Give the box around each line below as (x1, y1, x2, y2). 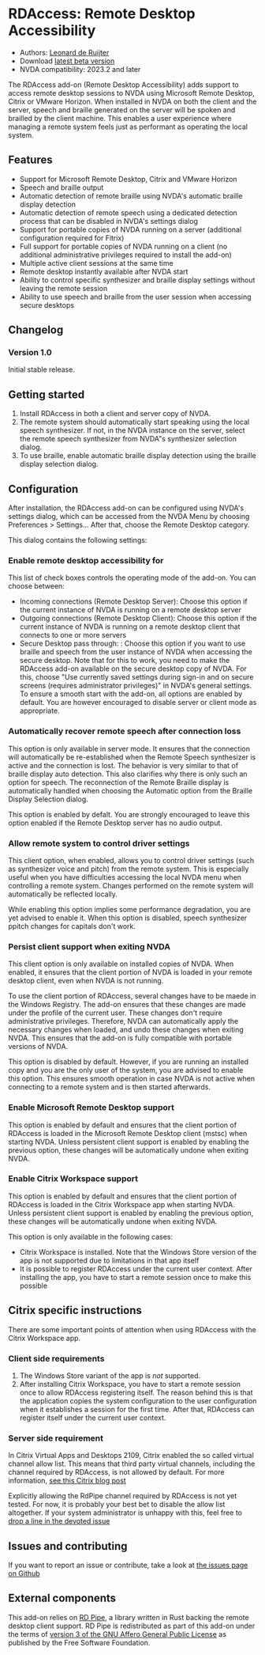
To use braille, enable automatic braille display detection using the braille (19, 451, 256, 460)
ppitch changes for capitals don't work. (8, 921, 136, 930)
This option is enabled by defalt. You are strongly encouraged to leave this (8, 809, 250, 819)
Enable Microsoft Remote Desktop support (8, 1102, 175, 1113)
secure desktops (19, 300, 75, 309)
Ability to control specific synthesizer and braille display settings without (19, 275, 256, 285)
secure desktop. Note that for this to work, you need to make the (19, 656, 230, 665)
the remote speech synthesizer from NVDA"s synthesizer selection (19, 434, 237, 444)
